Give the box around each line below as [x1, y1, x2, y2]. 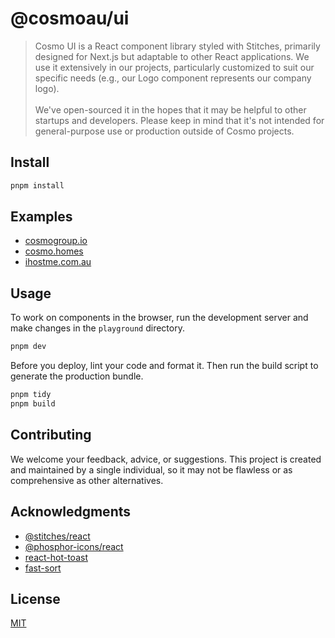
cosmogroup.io [24, 235, 88, 247]
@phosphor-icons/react [24, 540, 124, 552]
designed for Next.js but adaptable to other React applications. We [34, 50, 310, 62]
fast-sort [24, 562, 62, 574]
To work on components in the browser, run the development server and [10, 312, 309, 324]
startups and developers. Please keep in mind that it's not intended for [34, 114, 325, 126]
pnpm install [10, 180, 65, 191]
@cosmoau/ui [10, 7, 130, 30]
